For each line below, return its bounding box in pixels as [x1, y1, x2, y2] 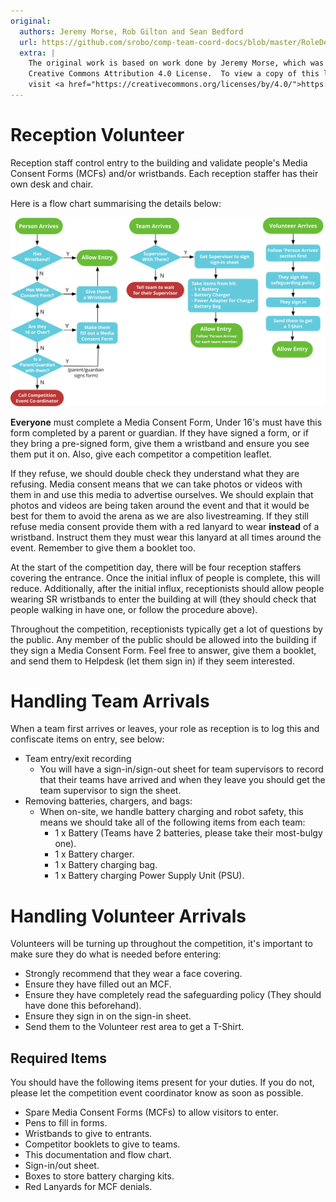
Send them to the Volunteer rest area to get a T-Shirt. [24, 1021, 245, 1033]
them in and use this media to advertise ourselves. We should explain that [10, 488, 314, 500]
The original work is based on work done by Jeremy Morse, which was [28, 58, 325, 69]
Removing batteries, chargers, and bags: [24, 795, 193, 807]
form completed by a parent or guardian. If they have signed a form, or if [10, 426, 309, 439]
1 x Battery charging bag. [54, 859, 158, 871]
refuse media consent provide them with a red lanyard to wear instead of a [10, 520, 320, 532]
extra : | [19, 48, 56, 58]
